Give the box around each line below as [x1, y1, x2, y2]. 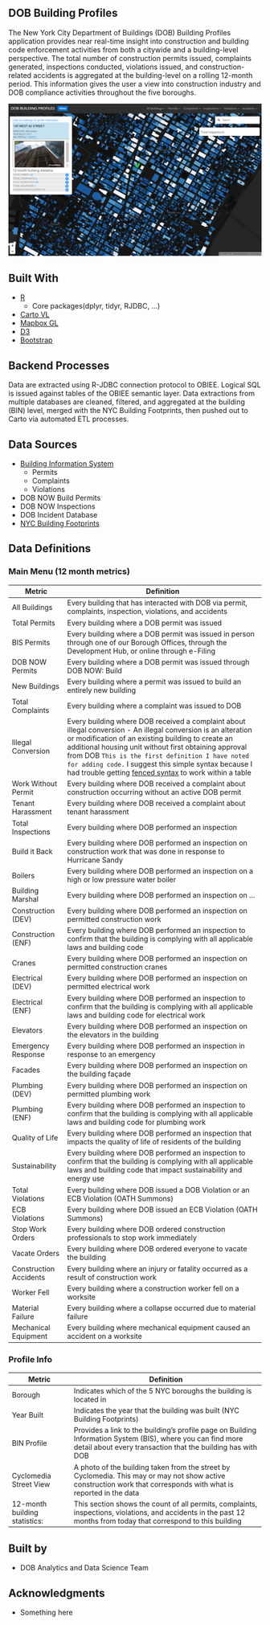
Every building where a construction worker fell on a [67, 1283, 239, 1293]
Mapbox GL [19, 318, 59, 328]
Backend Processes [8, 358, 110, 372]
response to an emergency [67, 1050, 156, 1059]
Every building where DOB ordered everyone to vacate [67, 1244, 247, 1254]
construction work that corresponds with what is [73, 1479, 235, 1489]
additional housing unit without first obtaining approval [67, 742, 247, 751]
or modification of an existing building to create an [67, 733, 233, 743]
